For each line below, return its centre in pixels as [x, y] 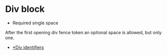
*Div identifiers [28, 47]
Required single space [35, 23]
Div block [25, 9]
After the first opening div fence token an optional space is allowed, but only [83, 32]
